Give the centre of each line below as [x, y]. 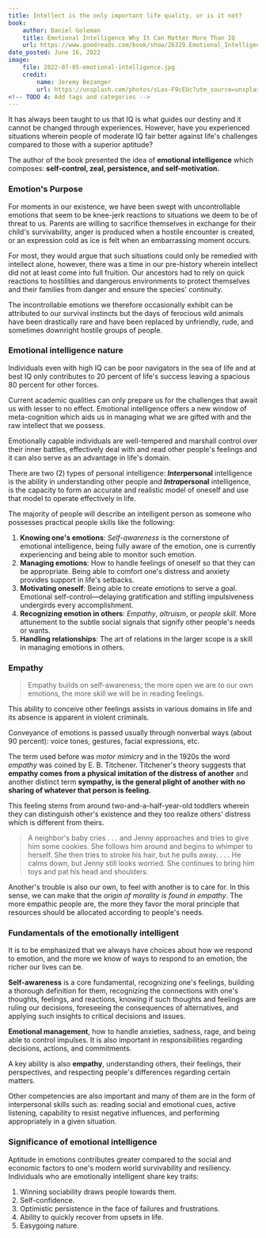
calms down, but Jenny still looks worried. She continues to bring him [141, 863]
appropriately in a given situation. [63, 1121]
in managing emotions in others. [72, 647]
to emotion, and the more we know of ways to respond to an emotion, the [128, 958]
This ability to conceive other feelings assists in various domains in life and [130, 709]
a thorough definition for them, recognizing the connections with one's [123, 991]
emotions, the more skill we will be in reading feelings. [116, 694]
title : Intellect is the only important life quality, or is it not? [125, 15]
